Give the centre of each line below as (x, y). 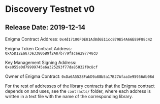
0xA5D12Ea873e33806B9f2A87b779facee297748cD (51, 53)
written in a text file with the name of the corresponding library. (69, 96)
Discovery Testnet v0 (50, 9)
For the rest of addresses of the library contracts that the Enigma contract (80, 86)
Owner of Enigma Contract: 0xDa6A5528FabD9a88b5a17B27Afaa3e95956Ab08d (80, 76)
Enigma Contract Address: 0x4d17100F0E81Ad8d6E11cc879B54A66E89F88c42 (79, 39)
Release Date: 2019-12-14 (45, 27)
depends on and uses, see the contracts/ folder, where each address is (78, 91)
